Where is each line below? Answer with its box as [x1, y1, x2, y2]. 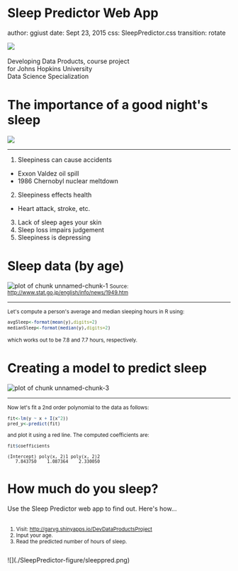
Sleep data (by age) [7, 258, 125, 274]
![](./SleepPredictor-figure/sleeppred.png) [7, 555, 130, 564]
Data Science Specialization [7, 72, 89, 80]
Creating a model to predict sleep [7, 360, 208, 376]
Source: [109, 283, 129, 290]
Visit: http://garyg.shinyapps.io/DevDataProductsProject [16, 526, 152, 533]
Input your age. [16, 531, 53, 539]
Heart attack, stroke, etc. [17, 204, 91, 212]
